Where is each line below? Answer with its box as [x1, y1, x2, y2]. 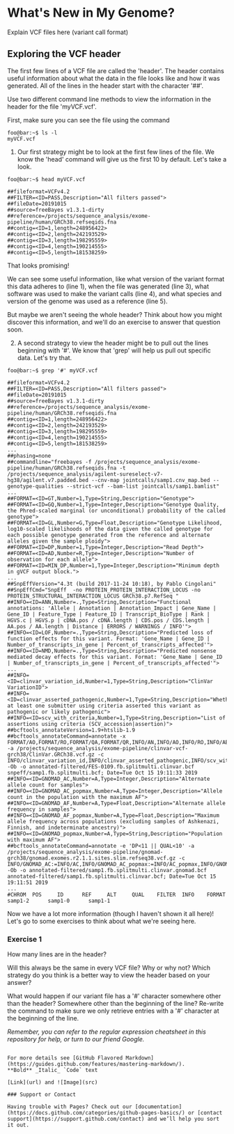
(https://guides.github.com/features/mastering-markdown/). [7, 1061, 186, 1068]
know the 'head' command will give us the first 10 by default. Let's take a [17, 155, 227, 163]
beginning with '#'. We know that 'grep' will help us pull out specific [17, 346, 211, 355]
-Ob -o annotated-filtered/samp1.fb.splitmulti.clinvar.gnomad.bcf [7, 867, 208, 873]
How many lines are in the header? [7, 950, 107, 958]
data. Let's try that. [17, 353, 72, 362]
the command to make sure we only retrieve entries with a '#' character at [7, 1007, 219, 1015]
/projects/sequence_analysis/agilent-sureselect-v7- [7, 470, 164, 478]
